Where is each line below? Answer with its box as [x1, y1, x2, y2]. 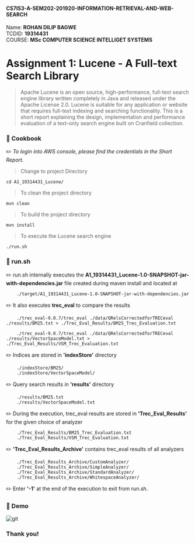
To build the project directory [20, 211, 90, 218]
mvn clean [6, 201, 30, 207]
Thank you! [6, 530, 39, 538]
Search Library [6, 69, 79, 83]
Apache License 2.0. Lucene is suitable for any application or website [20, 101, 188, 108]
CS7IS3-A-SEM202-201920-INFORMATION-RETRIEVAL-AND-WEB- [6, 5, 174, 12]
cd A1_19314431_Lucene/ [6, 179, 64, 185]
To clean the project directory [20, 189, 92, 196]
